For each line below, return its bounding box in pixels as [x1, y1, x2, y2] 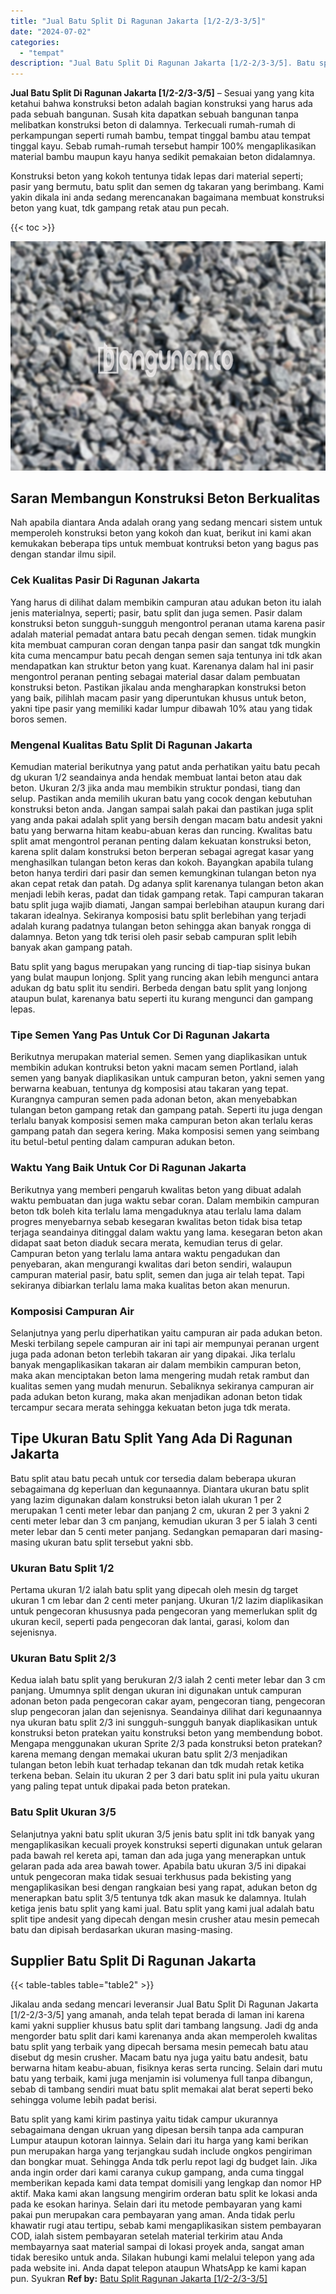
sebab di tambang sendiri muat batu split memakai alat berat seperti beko [10, 2083, 314, 2095]
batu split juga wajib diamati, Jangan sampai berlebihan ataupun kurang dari [10, 899, 325, 911]
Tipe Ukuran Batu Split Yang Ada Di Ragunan [10, 1430, 293, 1447]
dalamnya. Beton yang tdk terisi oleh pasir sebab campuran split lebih [10, 931, 298, 943]
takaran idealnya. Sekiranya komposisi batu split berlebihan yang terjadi [10, 910, 307, 922]
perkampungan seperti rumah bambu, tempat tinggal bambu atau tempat [10, 130, 311, 142]
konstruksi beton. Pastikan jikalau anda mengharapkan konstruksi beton [10, 681, 307, 693]
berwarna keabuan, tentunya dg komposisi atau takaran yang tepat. [10, 1083, 289, 1095]
